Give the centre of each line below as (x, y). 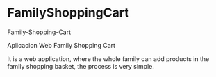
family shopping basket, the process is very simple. (81, 66)
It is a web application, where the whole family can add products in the (108, 59)
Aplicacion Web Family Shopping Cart (61, 45)
